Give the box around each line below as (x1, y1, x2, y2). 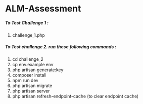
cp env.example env (12, 62, 53, 68)
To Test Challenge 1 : (5, 19, 48, 25)
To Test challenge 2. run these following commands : (5, 43, 117, 50)
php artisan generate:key (12, 67, 64, 73)
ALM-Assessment (5, 3, 81, 14)
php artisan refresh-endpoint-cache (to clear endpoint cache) (12, 93, 139, 100)
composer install (12, 72, 47, 78)
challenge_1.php (12, 32, 45, 38)
